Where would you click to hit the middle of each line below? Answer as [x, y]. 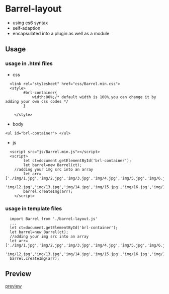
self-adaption [26, 28]
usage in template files [33, 208]
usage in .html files [29, 63]
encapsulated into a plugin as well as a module [61, 33]
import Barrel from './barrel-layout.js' [54, 219]
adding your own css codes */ [37, 101]
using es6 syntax [30, 23]
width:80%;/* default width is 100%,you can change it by [94, 97]
